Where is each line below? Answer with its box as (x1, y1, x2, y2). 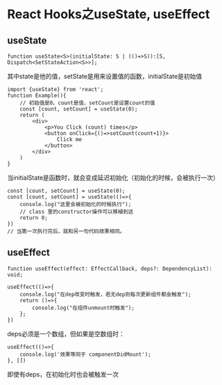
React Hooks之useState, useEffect (7, 6, 210, 22)
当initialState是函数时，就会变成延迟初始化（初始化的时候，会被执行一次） (7, 173, 220, 182)
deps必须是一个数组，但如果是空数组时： (7, 329, 125, 338)
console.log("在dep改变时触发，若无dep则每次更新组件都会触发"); (19, 290, 191, 298)
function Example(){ (7, 92, 67, 99)
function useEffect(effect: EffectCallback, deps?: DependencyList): (7, 265, 213, 272)
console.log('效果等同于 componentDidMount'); (19, 351, 151, 358)
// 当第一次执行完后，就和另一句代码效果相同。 (7, 228, 126, 235)
